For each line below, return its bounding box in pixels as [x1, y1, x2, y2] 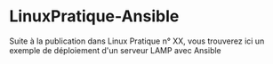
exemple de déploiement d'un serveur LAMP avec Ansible [9, 44, 222, 55]
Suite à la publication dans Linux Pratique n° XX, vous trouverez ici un [9, 36, 265, 46]
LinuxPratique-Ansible [9, 6, 180, 27]
